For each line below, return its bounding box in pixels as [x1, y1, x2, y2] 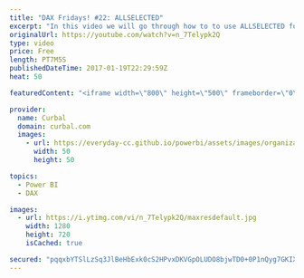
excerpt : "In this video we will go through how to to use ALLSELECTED [9, 22, 285, 31]
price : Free [9, 47, 54, 56]
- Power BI [17, 180, 59, 189]
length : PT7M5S [9, 55, 67, 64]
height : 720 [25, 230, 71, 240]
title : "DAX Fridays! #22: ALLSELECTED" [9, 13, 165, 23]
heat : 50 [9, 72, 43, 81]
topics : [9, 171, 39, 181]
